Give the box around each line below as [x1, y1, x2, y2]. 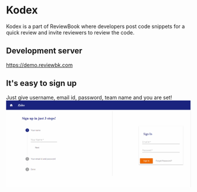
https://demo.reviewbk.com [6, 61, 73, 68]
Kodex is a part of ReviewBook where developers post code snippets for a [6, 23, 185, 30]
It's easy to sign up [6, 78, 77, 88]
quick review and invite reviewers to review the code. [6, 29, 135, 36]
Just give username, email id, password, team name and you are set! [6, 94, 172, 101]
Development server [6, 46, 83, 56]
